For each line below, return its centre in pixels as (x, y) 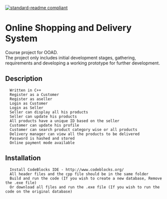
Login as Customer (29, 103)
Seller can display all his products (49, 112)
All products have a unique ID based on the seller (65, 121)
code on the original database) (39, 191)
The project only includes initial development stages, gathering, (70, 57)
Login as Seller (26, 107)
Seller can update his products (43, 116)
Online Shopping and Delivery (68, 28)
